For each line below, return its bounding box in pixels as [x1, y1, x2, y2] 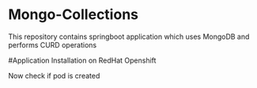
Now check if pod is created [8, 71, 100, 80]
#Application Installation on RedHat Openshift [8, 55, 157, 65]
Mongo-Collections [8, 6, 138, 24]
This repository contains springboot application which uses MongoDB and [8, 32, 250, 41]
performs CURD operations [8, 40, 97, 49]
